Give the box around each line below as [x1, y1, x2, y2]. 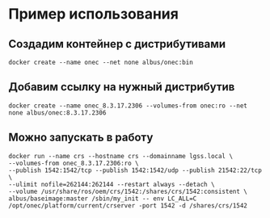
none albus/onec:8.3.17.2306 [8, 108, 107, 117]
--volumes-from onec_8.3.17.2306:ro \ [8, 159, 139, 167]
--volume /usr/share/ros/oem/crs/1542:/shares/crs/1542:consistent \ [8, 187, 248, 195]
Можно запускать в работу [8, 131, 154, 145]
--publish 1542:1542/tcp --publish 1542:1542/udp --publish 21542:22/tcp [8, 166, 263, 174]
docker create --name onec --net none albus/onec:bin [8, 58, 194, 66]
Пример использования [8, 5, 179, 23]
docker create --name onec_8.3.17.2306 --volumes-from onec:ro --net [8, 102, 248, 110]
